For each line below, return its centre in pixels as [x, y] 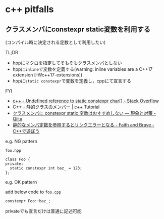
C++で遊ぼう [26, 131]
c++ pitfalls [30, 9]
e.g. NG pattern [21, 141]
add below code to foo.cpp [33, 192]
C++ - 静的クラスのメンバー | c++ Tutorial [56, 107]
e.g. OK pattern [21, 182]
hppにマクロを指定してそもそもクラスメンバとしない [67, 63]
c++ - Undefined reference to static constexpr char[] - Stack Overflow [86, 101]
